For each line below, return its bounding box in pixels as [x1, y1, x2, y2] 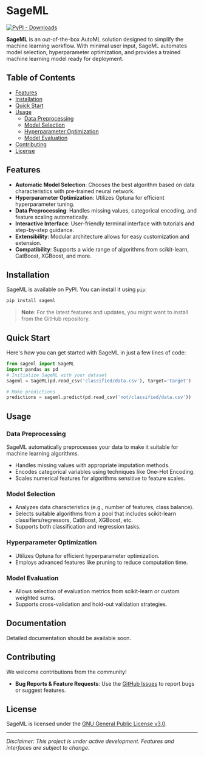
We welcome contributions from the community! [6, 668, 127, 675]
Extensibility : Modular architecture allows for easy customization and [15, 233, 190, 240]
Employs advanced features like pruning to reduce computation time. [15, 558, 188, 566]
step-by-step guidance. [15, 226, 75, 233]
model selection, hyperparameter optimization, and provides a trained [6, 48, 181, 55]
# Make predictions [6, 389, 56, 395]
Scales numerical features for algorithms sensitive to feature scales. [15, 474, 186, 482]
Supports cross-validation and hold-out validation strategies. [15, 600, 168, 608]
